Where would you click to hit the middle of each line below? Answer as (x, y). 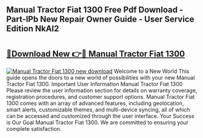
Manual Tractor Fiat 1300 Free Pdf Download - (95, 10)
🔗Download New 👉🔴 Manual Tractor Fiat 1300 (96, 54)
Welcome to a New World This (151, 71)
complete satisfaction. (34, 129)
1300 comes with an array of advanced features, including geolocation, (95, 103)
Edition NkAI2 (33, 29)
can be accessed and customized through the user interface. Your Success (100, 116)
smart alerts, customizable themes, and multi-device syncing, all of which (98, 110)
